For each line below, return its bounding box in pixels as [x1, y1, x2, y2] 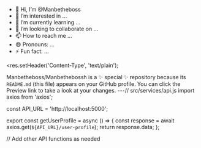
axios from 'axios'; [6, 93, 53, 100]
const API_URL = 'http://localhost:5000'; [6, 105, 108, 112]
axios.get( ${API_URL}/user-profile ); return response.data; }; [6, 124, 160, 130]
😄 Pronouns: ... [15, 41, 55, 48]
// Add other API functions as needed [6, 135, 100, 143]
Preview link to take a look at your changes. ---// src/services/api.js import [6, 87, 195, 94]
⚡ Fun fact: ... [15, 48, 49, 55]
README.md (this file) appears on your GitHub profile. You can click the [6, 80, 181, 88]
